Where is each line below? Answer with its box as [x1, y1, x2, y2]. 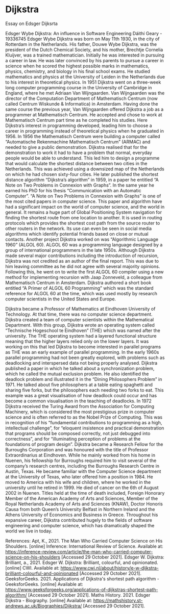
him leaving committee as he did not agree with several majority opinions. [5, 263, 160, 269]
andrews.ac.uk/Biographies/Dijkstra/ [5, 603, 82, 609]
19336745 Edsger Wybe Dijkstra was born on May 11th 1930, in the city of [5, 36, 160, 42]
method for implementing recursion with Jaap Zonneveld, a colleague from [5, 274, 163, 280]
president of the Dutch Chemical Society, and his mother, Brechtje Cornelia [5, 46, 163, 53]
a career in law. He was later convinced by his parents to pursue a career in [5, 57, 164, 63]
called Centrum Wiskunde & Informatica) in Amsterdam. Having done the [5, 100, 158, 107]
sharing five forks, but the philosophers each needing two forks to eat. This [5, 387, 164, 393]
